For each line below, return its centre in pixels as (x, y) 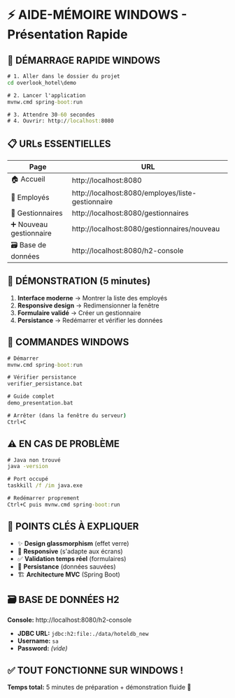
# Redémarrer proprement (43, 498)
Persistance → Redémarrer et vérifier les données (90, 320)
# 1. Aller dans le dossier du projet (64, 76)
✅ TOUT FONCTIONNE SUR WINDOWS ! (95, 670)
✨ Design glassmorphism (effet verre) (73, 543)
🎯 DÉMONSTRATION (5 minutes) (79, 281)
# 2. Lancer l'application (47, 95)
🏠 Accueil (28, 179)
